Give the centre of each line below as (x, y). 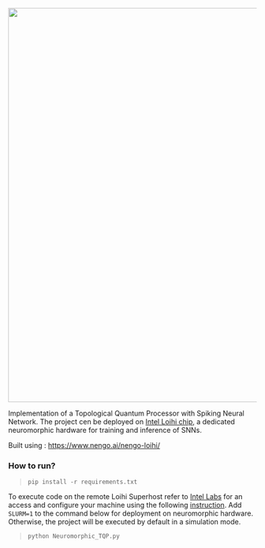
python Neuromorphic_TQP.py (73, 536)
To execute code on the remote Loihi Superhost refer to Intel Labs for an (125, 497)
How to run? (32, 465)
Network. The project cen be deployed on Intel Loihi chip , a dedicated (121, 421)
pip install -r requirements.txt (82, 482)
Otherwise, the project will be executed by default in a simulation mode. (125, 522)
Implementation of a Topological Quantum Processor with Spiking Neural (126, 413)
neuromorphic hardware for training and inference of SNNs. (105, 430)
